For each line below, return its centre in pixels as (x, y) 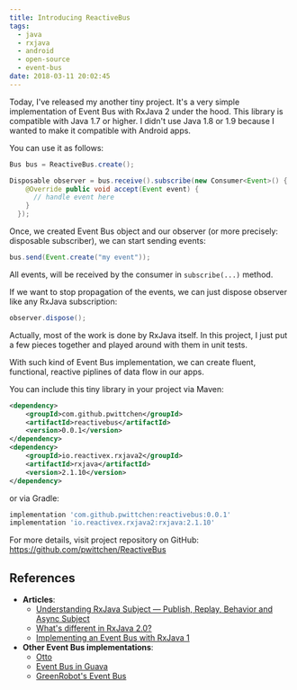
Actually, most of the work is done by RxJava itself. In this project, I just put (148, 335)
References (42, 578)
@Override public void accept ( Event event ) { (112, 189)
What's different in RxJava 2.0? (94, 628)
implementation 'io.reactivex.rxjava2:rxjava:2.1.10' (112, 523)
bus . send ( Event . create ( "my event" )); (80, 257)
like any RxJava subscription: (63, 301)
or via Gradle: (35, 498)
